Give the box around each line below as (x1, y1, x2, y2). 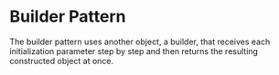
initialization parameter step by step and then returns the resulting (9, 45, 259, 56)
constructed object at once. (9, 55, 114, 66)
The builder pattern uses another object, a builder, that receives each (9, 36, 271, 47)
